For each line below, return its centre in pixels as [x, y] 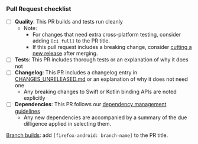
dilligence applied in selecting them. [67, 123]
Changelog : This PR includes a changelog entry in [76, 73]
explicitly [34, 98]
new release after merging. [65, 53]
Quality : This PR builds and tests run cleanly [69, 22]
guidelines [27, 111]
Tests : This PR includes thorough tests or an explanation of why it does [101, 60]
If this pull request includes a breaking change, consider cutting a [112, 47]
